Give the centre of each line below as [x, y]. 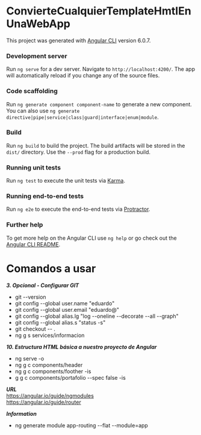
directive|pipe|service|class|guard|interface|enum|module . [82, 117]
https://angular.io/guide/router [44, 402]
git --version [30, 297]
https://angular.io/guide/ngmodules [50, 395]
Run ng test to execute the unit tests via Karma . [66, 181]
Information [22, 413]
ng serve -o [29, 358]
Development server [37, 56]
